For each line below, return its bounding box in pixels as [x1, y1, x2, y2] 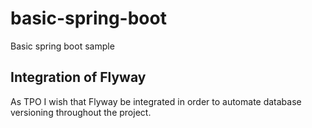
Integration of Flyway [10, 69, 147, 86]
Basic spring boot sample [10, 40, 115, 52]
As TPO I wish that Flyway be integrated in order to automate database [10, 95, 302, 107]
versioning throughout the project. [10, 106, 152, 118]
